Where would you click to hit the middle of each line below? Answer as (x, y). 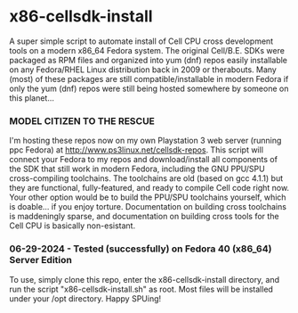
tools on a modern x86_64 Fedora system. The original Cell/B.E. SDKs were (147, 50)
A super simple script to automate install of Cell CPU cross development (141, 41)
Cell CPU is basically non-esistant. (72, 226)
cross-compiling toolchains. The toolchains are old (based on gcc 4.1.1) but (146, 178)
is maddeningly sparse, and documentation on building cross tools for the (144, 217)
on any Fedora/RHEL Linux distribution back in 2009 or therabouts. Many (143, 70)
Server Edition (41, 260)
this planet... (32, 98)
